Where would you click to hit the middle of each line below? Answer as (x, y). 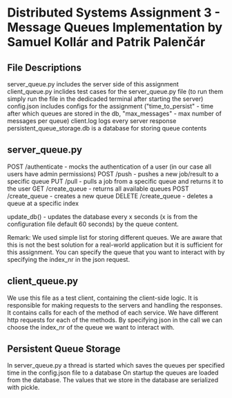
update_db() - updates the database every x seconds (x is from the (103, 216)
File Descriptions (44, 67)
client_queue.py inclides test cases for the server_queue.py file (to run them (115, 92)
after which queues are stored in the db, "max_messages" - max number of (115, 113)
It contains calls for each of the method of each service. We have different (113, 312)
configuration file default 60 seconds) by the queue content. (93, 224)
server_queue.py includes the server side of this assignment (93, 84)
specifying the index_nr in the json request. (68, 259)
